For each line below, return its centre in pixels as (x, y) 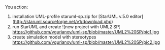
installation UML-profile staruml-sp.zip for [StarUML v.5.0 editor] (78, 16)
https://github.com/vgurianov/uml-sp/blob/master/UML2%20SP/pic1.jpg (85, 32)
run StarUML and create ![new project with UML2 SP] (66, 27)
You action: (16, 7)
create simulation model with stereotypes (54, 37)
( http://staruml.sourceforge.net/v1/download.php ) (63, 22)
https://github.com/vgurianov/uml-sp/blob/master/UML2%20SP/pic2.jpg (86, 42)
